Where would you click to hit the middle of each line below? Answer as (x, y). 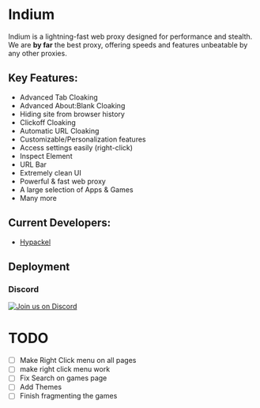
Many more (38, 198)
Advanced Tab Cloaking (59, 97)
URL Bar (33, 164)
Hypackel (35, 242)
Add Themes (40, 387)
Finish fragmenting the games (68, 396)
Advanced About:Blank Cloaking (72, 105)
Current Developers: (60, 223)
